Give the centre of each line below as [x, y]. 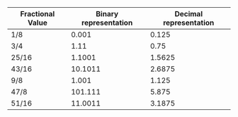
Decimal [189, 14]
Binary [107, 14]
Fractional [38, 14]
